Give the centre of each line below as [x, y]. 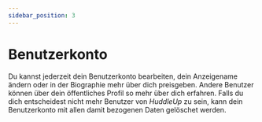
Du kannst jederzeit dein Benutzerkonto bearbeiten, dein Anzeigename [123, 76]
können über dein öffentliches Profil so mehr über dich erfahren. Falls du [126, 93]
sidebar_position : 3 [42, 15]
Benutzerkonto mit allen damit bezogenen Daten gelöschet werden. [117, 109]
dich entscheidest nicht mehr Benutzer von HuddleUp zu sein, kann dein [125, 101]
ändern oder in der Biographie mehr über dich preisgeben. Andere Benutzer [131, 84]
